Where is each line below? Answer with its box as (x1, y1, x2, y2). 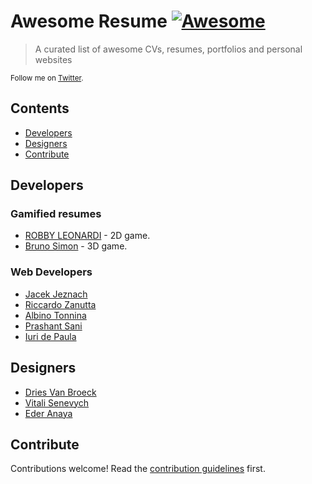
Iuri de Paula (24, 330, 77, 342)
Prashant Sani (24, 320, 83, 332)
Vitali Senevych (24, 396, 90, 409)
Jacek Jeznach (24, 288, 88, 300)
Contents (10, 100, 70, 117)
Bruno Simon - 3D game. (24, 240, 128, 252)
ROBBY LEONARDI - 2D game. (24, 230, 151, 242)
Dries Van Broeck (24, 386, 97, 398)
